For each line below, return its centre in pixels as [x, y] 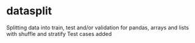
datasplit [29, 11]
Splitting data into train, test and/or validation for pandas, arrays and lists [97, 27]
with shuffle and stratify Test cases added [59, 33]
